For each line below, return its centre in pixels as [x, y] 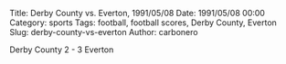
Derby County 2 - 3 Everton [62, 50]
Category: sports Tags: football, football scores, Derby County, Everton [143, 23]
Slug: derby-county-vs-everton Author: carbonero [104, 32]
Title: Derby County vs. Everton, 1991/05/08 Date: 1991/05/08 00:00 [137, 13]
